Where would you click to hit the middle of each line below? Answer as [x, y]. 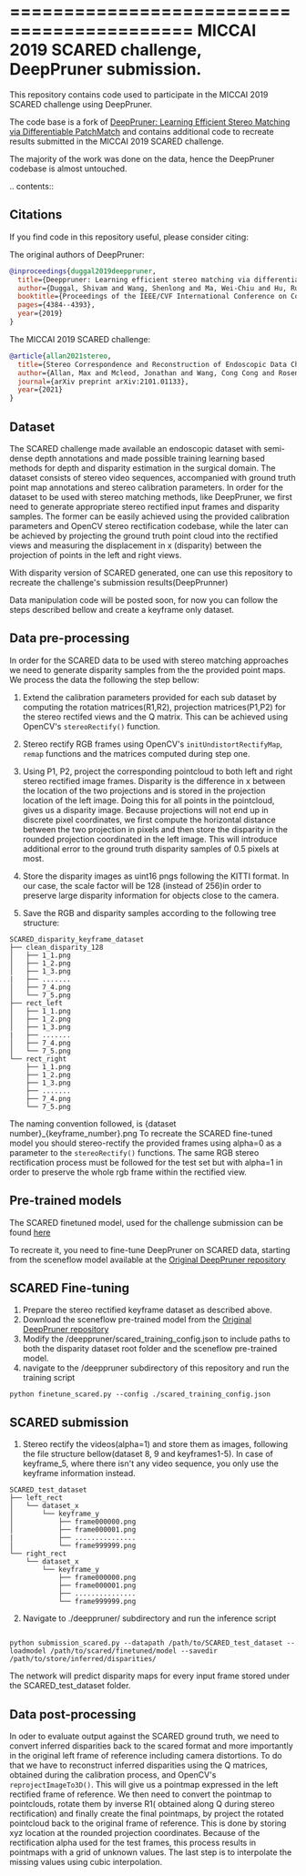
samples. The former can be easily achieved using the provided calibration [149, 516]
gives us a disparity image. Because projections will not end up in [145, 810]
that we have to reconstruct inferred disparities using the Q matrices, [139, 1765]
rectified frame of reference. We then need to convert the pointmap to [141, 1794]
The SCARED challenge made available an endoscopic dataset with [136, 448]
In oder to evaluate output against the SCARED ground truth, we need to [144, 1736]
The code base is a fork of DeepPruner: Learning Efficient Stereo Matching [150, 122]
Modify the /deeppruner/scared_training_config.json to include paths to [156, 1339]
